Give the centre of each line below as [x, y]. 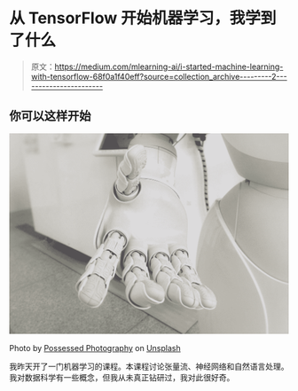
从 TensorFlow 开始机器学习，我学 [135, 18]
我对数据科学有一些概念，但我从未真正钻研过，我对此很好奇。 [122, 378]
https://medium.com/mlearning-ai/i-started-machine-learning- [169, 66]
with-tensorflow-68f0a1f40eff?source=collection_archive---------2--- [159, 76]
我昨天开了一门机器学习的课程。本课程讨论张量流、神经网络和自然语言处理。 [149, 367]
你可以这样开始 [50, 116]
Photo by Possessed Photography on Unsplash [95, 348]
